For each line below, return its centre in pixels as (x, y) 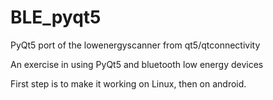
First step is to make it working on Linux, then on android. (128, 83)
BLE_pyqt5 (56, 17)
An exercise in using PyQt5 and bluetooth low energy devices (137, 64)
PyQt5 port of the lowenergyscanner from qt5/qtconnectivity (135, 45)
